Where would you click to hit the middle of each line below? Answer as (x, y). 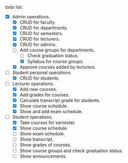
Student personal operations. (42, 72)
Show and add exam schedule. (51, 112)
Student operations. (32, 117)
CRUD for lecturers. (40, 39)
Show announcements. (43, 156)
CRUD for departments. (44, 28)
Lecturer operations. (33, 83)
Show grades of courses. (45, 145)
